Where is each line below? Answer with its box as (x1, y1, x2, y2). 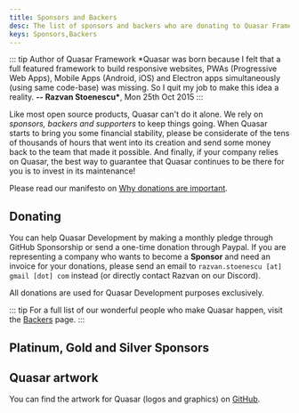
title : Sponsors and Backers (9, 12, 117, 22)
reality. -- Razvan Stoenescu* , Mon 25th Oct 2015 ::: (9, 92, 204, 102)
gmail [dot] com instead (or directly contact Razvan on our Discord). (9, 271, 261, 281)
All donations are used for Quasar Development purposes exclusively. (9, 287, 265, 298)
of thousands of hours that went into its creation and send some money (9, 137, 271, 148)
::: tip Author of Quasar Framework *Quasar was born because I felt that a (9, 54, 281, 65)
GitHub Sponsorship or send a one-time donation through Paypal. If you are (9, 242, 287, 253)
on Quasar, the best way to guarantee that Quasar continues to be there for (9, 157, 285, 167)
